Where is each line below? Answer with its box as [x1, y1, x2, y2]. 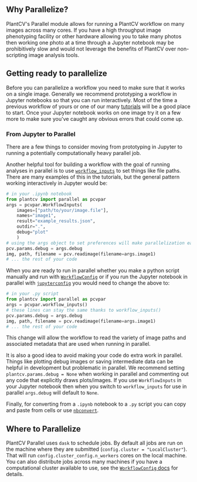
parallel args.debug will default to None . [6, 389, 99, 396]
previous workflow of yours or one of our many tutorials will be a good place [6, 103, 191, 110]
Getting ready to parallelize [6, 69, 107, 79]
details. [6, 471, 24, 478]
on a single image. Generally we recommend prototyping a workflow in [6, 90, 177, 97]
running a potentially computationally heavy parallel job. [6, 149, 141, 156]
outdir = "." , [16, 224, 46, 230]
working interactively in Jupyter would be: [6, 179, 107, 187]
